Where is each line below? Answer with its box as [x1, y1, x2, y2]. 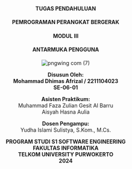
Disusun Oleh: [48, 71, 84, 78]
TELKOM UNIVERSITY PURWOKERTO [17, 150, 114, 158]
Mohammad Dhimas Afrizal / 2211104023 [13, 77, 119, 84]
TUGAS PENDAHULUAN [35, 5, 96, 12]
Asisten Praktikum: [41, 95, 90, 102]
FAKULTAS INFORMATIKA [33, 144, 99, 152]
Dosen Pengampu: [42, 120, 90, 127]
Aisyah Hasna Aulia [42, 108, 90, 115]
